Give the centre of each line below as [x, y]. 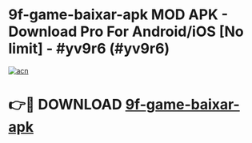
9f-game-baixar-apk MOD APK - [118, 15]
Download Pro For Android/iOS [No [126, 32]
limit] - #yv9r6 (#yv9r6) [89, 49]
